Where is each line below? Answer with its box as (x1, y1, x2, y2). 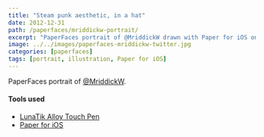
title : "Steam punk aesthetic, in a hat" (8, 11, 146, 20)
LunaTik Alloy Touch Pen (19, 112, 100, 121)
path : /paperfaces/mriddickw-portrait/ (8, 26, 139, 34)
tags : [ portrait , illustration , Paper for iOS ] (8, 56, 167, 63)
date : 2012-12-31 (8, 19, 65, 27)
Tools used (8, 95, 46, 104)
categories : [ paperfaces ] (8, 48, 93, 56)
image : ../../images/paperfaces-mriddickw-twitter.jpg (8, 41, 192, 49)
